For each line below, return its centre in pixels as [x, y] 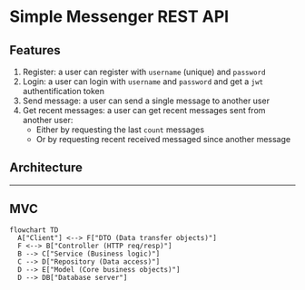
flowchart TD [34, 230]
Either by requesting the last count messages [120, 130]
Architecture [46, 168]
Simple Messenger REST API [119, 17]
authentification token [63, 91]
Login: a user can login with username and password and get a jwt [143, 82]
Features [35, 50]
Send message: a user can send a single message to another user [146, 101]
